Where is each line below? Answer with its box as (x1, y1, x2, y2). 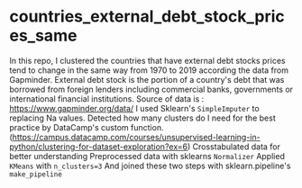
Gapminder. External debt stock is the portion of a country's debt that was (9, 74, 285, 85)
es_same (9, 25, 78, 46)
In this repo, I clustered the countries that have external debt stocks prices (9, 55, 286, 66)
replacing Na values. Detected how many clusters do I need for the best (9, 112, 277, 123)
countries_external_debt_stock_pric (9, 6, 286, 27)
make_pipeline (9, 169, 63, 179)
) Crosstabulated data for (188, 141, 281, 152)
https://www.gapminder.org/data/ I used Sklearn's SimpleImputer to (9, 103, 260, 113)
